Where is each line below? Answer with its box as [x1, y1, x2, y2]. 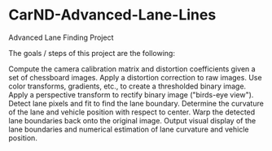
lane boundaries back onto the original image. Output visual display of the [8, 115, 257, 125]
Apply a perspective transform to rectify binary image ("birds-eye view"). [8, 89, 254, 99]
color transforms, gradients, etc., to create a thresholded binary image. [8, 81, 247, 91]
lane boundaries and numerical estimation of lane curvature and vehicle [8, 124, 250, 134]
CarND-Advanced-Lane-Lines [8, 6, 217, 24]
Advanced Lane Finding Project [8, 32, 114, 42]
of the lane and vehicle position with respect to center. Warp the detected [8, 107, 256, 117]
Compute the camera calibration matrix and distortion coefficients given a [8, 63, 256, 74]
